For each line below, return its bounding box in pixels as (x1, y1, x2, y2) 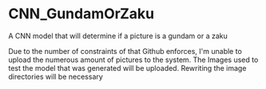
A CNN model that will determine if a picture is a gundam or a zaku (8, 31, 228, 41)
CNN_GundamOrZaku (8, 5, 155, 23)
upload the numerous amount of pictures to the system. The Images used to (8, 55, 259, 64)
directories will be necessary (8, 72, 104, 81)
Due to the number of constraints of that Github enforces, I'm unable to (8, 46, 242, 56)
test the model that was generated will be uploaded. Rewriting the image (8, 63, 247, 72)
